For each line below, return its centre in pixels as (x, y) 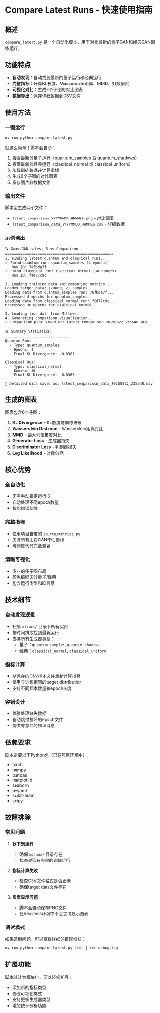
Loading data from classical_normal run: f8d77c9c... (61, 301)
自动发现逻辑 (20, 615)
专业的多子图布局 (29, 571)
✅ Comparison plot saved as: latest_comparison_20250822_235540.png (76, 322)
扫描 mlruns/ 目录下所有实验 (40, 626)
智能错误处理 (25, 508)
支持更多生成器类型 (31, 999)
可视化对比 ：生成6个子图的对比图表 (48, 89)
